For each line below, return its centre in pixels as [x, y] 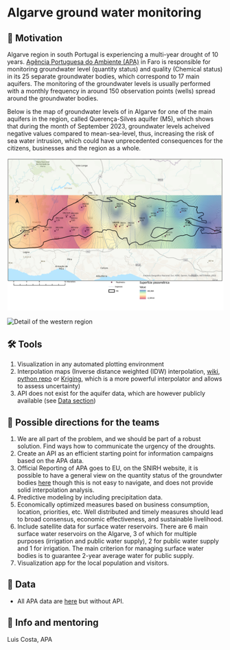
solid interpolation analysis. [56, 490]
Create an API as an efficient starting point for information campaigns [115, 453]
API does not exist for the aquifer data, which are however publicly [111, 394]
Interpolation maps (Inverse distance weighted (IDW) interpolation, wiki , [118, 372]
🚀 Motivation [35, 38]
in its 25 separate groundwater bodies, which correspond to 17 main [103, 76]
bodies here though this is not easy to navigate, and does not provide [115, 482]
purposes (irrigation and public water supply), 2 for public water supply [118, 541]
